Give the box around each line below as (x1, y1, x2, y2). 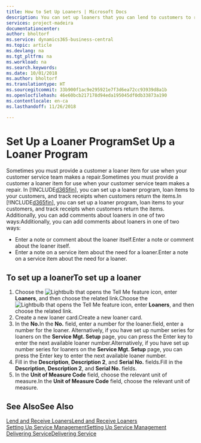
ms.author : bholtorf (6, 76, 58, 82)
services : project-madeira (6, 20, 74, 26)
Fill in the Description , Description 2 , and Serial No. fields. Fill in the (14, 358, 183, 366)
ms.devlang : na (6, 48, 44, 54)
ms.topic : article (6, 43, 52, 49)
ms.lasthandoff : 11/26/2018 (6, 103, 77, 110)
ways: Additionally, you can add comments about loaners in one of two (6, 218, 179, 225)
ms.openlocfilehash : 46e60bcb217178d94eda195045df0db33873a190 (6, 92, 167, 98)
